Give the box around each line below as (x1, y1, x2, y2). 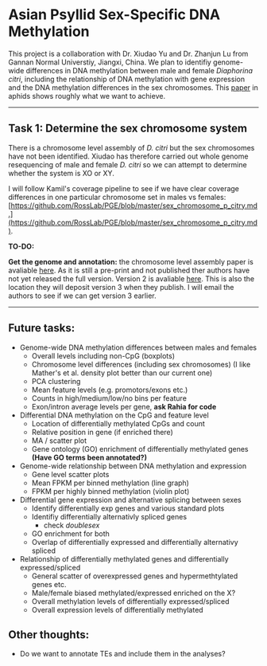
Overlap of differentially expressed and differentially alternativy (31, 537, 238, 547)
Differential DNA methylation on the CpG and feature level (19, 410, 209, 420)
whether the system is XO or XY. (8, 168, 115, 178)
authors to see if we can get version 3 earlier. (8, 291, 157, 300)
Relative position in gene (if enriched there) (31, 427, 173, 437)
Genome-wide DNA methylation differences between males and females (19, 343, 257, 352)
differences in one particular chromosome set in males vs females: (8, 192, 226, 202)
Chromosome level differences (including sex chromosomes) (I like (31, 359, 251, 369)
